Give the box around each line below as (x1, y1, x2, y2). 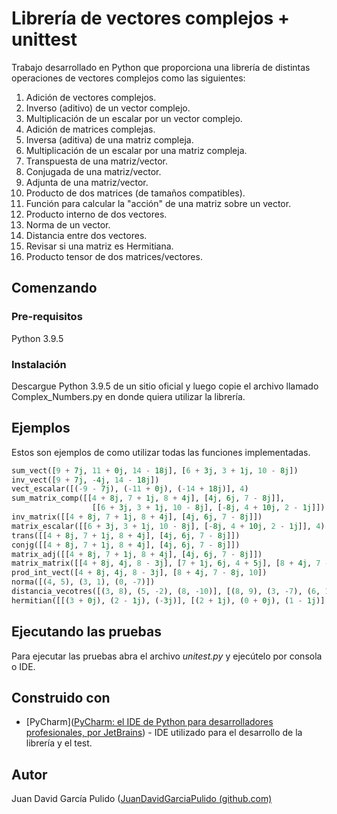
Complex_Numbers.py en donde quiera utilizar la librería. (11, 390, 246, 402)
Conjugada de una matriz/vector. (25, 165, 162, 177)
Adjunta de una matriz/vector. (25, 176, 149, 188)
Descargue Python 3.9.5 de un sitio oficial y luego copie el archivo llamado (11, 380, 319, 392)
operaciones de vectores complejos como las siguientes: (11, 72, 246, 84)
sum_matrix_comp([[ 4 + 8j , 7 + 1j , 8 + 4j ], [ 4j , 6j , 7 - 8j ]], (11, 493, 286, 504)
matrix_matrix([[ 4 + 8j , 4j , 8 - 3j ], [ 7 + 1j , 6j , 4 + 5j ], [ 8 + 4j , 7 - (11, 558, 330, 569)
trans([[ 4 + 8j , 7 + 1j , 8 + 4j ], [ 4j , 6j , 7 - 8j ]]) (11, 530, 241, 541)
